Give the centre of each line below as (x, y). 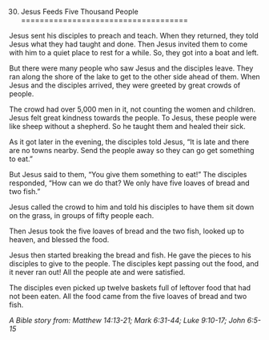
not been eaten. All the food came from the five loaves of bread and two (128, 296)
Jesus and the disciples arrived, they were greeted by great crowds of (125, 85)
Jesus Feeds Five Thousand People (79, 12)
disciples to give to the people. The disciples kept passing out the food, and (134, 263)
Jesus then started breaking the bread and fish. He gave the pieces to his (130, 255)
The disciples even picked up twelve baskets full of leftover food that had (130, 287)
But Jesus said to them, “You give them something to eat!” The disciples (128, 174)
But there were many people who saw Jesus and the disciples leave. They (131, 68)
